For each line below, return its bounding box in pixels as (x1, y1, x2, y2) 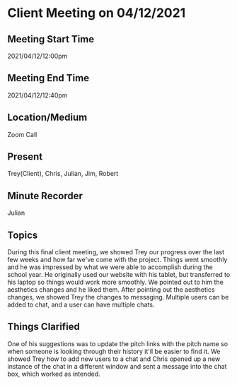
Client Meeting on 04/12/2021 (7, 5, 186, 21)
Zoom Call (7, 130, 37, 138)
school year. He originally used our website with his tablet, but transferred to (7, 271, 231, 279)
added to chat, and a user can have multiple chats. (7, 300, 155, 309)
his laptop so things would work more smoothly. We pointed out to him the (7, 278, 224, 287)
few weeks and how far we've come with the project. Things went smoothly (7, 256, 228, 264)
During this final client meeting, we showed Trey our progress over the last (7, 248, 225, 256)
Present (7, 150, 43, 163)
